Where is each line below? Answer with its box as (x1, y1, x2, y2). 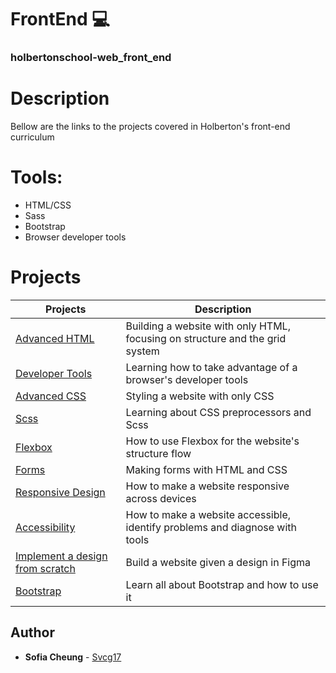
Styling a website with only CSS (125, 389, 275, 403)
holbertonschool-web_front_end (10, 51, 172, 65)
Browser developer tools (24, 231, 127, 243)
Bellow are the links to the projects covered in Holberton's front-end (10, 121, 291, 133)
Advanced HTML (15, 331, 95, 345)
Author (10, 624, 55, 641)
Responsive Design (15, 485, 106, 499)
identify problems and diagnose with (125, 520, 297, 534)
